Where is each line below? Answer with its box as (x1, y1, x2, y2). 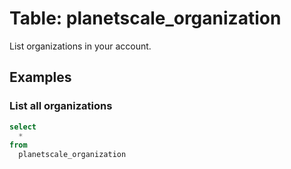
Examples (9, 69, 72, 86)
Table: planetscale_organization (9, 7, 282, 30)
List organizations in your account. (9, 40, 152, 52)
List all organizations (9, 99, 113, 113)
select (9, 122, 37, 132)
